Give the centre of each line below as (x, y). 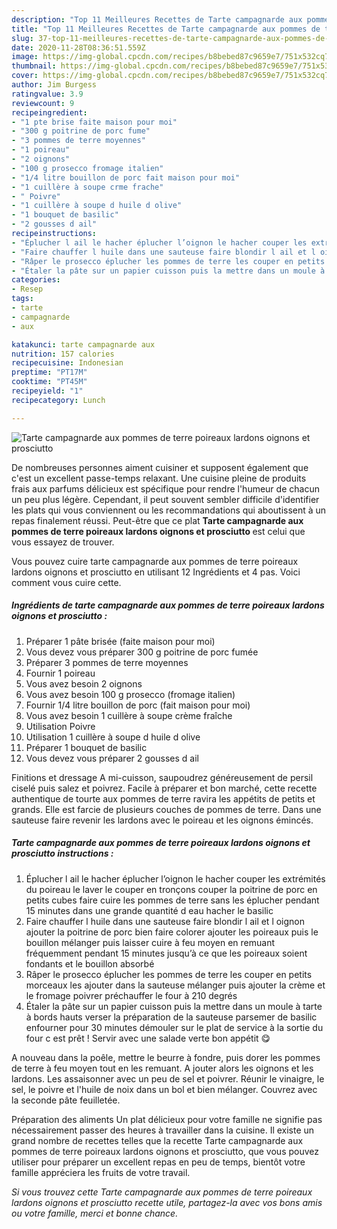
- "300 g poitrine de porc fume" (81, 131)
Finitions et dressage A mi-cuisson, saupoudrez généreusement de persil (162, 777)
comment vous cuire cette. (66, 582)
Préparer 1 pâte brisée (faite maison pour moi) (120, 641)
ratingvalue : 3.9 (47, 94)
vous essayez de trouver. (63, 542)
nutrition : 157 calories (63, 354)
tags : (22, 299)
